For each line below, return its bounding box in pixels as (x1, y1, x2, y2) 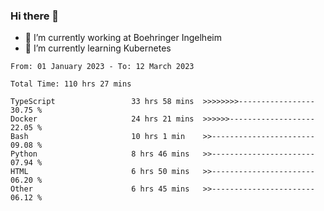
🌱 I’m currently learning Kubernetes (24, 42, 172, 54)
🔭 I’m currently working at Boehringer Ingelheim (24, 32, 222, 44)
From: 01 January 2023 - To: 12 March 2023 (10, 62, 195, 72)
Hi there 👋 (10, 9, 60, 23)
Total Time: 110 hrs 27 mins (10, 79, 132, 89)
